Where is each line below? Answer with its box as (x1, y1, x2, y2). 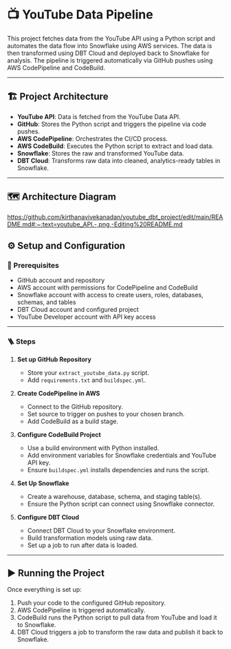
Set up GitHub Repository (16, 355, 91, 363)
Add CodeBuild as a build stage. (27, 417, 119, 425)
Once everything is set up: (7, 586, 82, 594)
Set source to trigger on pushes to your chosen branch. (27, 409, 185, 418)
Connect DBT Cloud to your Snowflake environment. (27, 526, 176, 535)
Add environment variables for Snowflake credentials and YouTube (27, 451, 217, 459)
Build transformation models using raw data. (27, 533, 153, 542)
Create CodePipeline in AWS (16, 389, 100, 397)
